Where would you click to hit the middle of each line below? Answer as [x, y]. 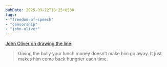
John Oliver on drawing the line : [39, 43]
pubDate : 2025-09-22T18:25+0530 [40, 10]
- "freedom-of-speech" [29, 19]
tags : [11, 15]
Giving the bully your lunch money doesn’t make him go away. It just [90, 54]
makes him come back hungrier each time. [63, 59]
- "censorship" [22, 24]
